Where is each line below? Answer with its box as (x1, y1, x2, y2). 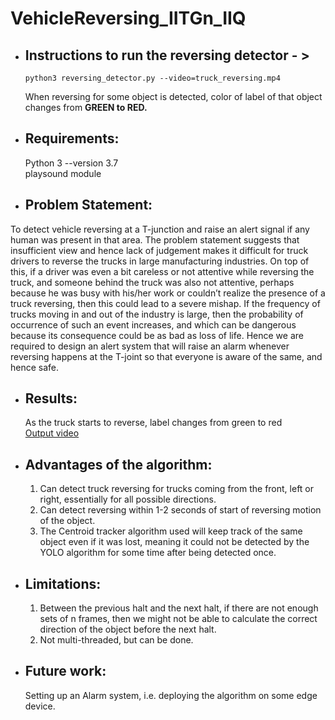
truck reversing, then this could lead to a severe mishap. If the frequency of (10, 297, 321, 309)
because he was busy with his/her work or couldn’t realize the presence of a (10, 287, 326, 299)
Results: (24, 390, 78, 407)
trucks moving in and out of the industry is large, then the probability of (10, 308, 304, 320)
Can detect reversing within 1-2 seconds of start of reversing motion (39, 504, 322, 516)
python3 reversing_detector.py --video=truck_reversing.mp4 (24, 73, 281, 83)
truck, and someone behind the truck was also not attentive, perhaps (10, 276, 295, 288)
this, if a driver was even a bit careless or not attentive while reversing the (10, 265, 315, 277)
